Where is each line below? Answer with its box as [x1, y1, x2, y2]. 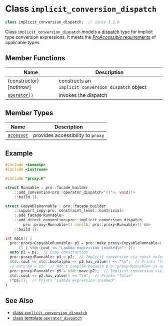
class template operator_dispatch [12, 315, 82, 321]
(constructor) [7, 77, 39, 84]
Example [5, 149, 33, 157]
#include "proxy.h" [5, 176, 46, 181]
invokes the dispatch [58, 91, 107, 98]
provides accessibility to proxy [33, 132, 104, 139]
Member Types [5, 109, 53, 117]
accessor [7, 132, 28, 138]
